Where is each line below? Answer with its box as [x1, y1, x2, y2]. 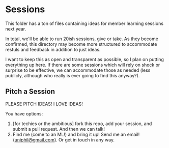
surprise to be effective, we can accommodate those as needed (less [5, 67, 151, 73]
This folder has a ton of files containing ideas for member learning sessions [5, 20, 164, 26]
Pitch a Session [5, 87, 55, 96]
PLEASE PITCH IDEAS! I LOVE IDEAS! [5, 101, 83, 107]
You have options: [5, 110, 43, 116]
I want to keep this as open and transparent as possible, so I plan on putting [5, 56, 164, 62]
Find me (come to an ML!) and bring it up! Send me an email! [12, 131, 140, 137]
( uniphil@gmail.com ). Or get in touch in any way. [12, 136, 115, 143]
